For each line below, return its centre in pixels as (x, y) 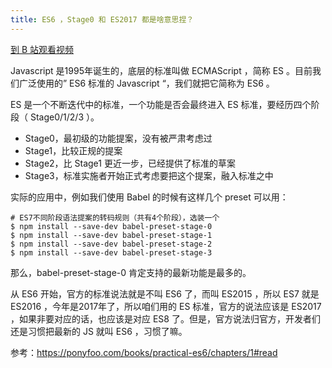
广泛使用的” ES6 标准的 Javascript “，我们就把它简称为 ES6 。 (146, 83)
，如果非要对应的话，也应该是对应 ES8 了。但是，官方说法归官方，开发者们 (165, 318)
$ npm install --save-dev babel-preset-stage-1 (111, 235)
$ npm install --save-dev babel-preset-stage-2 (111, 244)
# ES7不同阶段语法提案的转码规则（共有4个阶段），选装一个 (115, 217)
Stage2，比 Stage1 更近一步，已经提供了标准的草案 (130, 163)
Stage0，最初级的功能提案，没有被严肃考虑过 (118, 138)
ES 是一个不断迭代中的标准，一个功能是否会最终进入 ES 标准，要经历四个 (161, 104)
